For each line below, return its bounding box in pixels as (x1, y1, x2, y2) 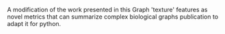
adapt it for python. (7, 20, 62, 27)
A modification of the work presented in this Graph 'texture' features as (7, 6, 208, 13)
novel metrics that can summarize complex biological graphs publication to (7, 13, 219, 21)
